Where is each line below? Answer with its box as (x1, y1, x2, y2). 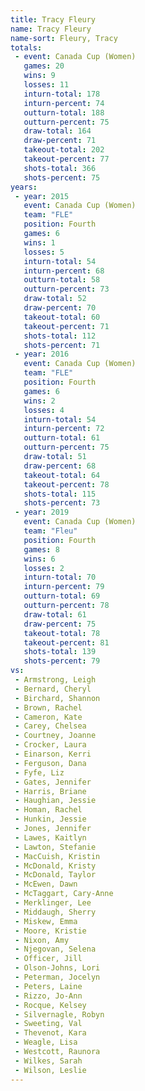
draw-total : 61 (23, 609, 87, 620)
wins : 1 (23, 237, 56, 248)
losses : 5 (23, 247, 65, 257)
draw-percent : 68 (23, 461, 97, 471)
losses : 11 (23, 80, 70, 90)
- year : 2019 (14, 507, 70, 518)
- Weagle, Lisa (14, 1037, 78, 1048)
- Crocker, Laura (14, 740, 87, 750)
